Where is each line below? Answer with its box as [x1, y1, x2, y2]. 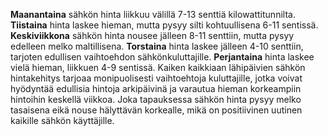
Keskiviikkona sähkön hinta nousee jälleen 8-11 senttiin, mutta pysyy [10, 30, 295, 41]
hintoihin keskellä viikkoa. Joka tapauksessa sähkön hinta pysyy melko [10, 94, 302, 105]
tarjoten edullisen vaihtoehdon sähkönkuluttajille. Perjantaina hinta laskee [10, 51, 315, 63]
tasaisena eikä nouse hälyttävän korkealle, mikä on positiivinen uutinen [10, 104, 303, 116]
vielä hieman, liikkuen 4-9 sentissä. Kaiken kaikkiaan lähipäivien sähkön [10, 62, 306, 73]
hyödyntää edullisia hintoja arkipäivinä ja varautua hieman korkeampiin [10, 83, 302, 94]
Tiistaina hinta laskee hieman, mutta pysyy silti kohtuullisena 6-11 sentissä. [10, 19, 319, 31]
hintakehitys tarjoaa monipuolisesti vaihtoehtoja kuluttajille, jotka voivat [10, 72, 303, 84]
